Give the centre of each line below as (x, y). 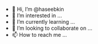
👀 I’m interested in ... (37, 15)
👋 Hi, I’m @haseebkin (38, 9)
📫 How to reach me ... (39, 35)
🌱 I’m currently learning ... (43, 22)
